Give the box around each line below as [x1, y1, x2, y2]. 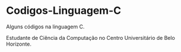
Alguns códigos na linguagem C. [6, 23, 85, 30]
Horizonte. [6, 40, 32, 47]
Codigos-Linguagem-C [6, 4, 122, 17]
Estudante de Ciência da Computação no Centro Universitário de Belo [6, 34, 175, 41]
